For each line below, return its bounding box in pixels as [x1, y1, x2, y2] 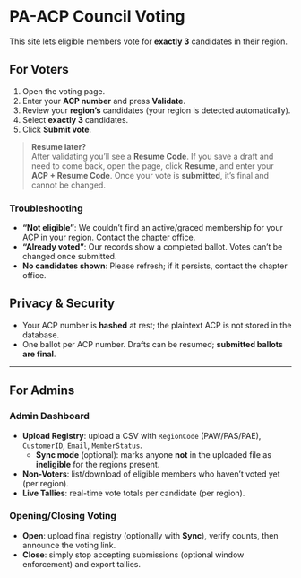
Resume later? [30, 141, 87, 152]
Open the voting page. [21, 85, 106, 96]
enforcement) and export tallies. [21, 558, 142, 569]
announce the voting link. [21, 539, 116, 550]
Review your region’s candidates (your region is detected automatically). [21, 105, 291, 116]
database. [21, 329, 60, 340]
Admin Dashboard [9, 410, 90, 423]
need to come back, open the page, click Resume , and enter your [30, 160, 275, 171]
